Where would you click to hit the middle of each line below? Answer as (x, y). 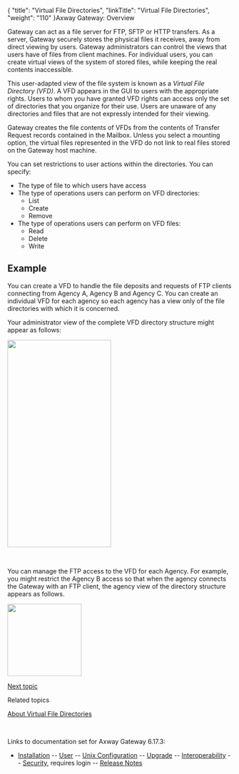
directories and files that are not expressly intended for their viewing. (109, 114)
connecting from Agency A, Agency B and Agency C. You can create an (113, 293)
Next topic (22, 686)
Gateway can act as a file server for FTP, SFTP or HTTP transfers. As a (111, 32)
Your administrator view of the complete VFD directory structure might (111, 322)
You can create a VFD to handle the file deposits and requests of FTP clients (119, 285)
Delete (38, 239)
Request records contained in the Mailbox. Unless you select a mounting (114, 135)
